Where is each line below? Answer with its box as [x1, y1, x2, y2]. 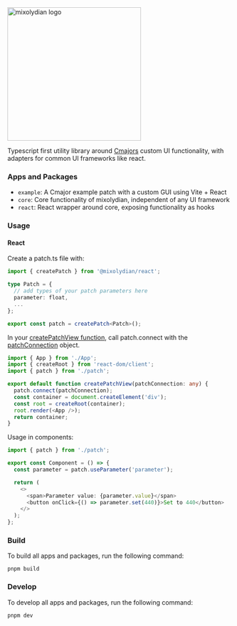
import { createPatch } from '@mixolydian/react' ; [7, 268, 161, 275]
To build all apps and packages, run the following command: [7, 551, 184, 561]
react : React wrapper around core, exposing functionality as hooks [17, 203, 215, 212]
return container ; [14, 413, 69, 420]
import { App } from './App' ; [7, 354, 98, 361]
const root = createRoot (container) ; [14, 400, 126, 408]
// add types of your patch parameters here [14, 287, 148, 295]
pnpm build [7, 566, 40, 573]
